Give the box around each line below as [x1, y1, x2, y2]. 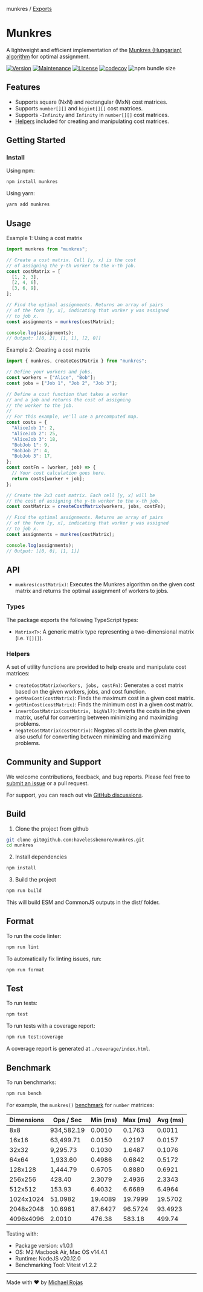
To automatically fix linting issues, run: [6, 955, 101, 962]
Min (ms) [90, 1116, 118, 1124]
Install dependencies [14, 853, 68, 860]
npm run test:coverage [6, 1034, 63, 1040]
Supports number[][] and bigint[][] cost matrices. [14, 104, 143, 112]
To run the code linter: [6, 932, 62, 939]
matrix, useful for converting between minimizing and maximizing [14, 714, 178, 721]
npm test [6, 1011, 28, 1017]
